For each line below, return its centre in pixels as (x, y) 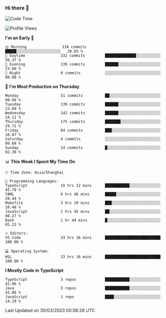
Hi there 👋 (17, 8)
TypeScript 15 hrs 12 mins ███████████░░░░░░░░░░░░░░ (83, 186)
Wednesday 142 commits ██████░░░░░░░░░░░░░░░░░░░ (83, 113)
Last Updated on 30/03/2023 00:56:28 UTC (50, 311)
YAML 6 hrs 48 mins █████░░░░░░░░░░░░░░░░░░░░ (83, 194)
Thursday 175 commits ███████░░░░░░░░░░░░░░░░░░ (83, 122)
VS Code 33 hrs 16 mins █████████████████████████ (83, 238)
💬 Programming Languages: (32, 181)
